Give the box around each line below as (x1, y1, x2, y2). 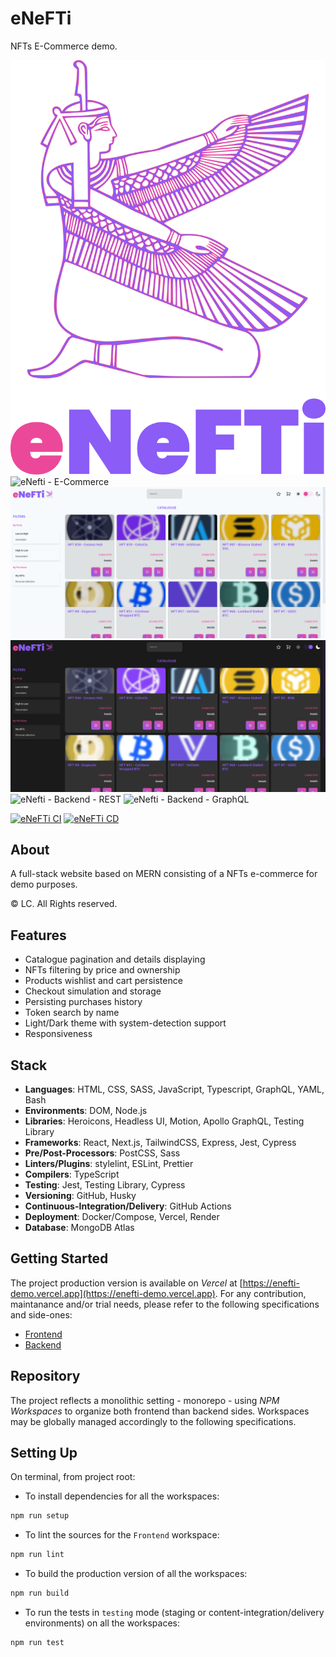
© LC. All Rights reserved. (10, 898, 118, 910)
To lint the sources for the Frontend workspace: (24, 1529, 220, 1541)
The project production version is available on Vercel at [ (10, 1277, 243, 1289)
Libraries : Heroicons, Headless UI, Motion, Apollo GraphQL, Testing (24, 1115, 305, 1127)
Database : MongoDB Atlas (24, 1222, 135, 1234)
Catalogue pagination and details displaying (24, 953, 206, 966)
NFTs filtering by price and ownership (24, 964, 181, 976)
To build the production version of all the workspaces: (24, 1568, 248, 1580)
